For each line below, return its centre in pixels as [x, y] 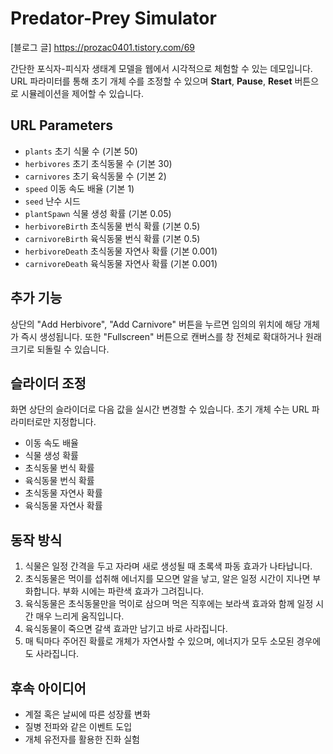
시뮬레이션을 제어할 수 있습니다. [82, 93]
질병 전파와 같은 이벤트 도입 [78, 726]
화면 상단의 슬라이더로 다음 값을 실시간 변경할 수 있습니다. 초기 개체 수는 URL [160, 409]
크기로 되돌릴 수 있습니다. [60, 349]
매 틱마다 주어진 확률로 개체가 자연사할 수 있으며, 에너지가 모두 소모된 [159, 641]
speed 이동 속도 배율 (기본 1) [79, 188]
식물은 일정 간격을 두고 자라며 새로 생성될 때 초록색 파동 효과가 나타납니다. [168, 566]
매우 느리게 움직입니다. [80, 616]
